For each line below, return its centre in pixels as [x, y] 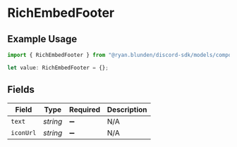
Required [85, 109]
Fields [21, 90]
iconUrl [24, 133]
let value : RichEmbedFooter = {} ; [58, 68]
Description [127, 109]
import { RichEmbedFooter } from [56, 55]
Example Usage [42, 39]
